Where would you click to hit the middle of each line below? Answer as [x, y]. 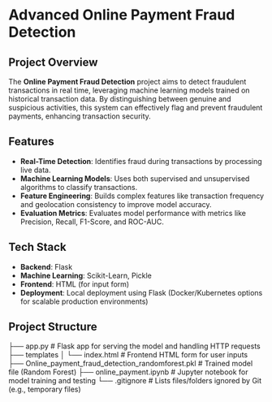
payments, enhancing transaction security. [80, 116]
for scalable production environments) [84, 301]
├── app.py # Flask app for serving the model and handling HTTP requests [135, 346]
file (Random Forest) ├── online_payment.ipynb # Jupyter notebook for [128, 372]
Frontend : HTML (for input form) [75, 284]
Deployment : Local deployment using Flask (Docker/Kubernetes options [141, 292]
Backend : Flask [46, 266]
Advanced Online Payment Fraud [122, 15]
